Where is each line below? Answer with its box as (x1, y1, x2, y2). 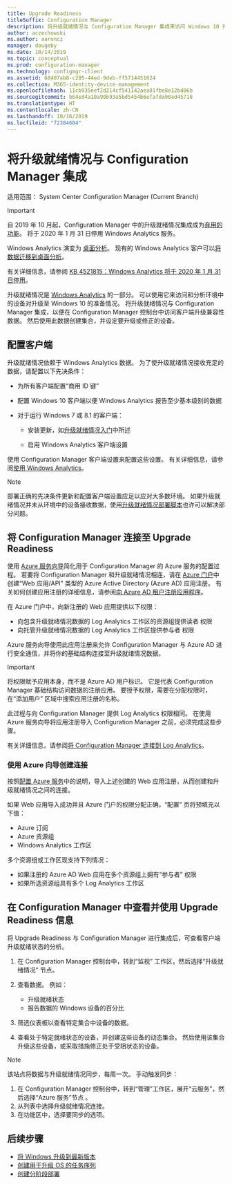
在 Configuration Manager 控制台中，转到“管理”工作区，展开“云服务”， (17, 1084, 219, 1093)
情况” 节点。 (23, 966, 59, 975)
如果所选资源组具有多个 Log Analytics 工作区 (17, 879, 145, 887)
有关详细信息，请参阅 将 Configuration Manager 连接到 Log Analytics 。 (7, 741, 209, 750)
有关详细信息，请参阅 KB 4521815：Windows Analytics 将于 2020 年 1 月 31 (7, 267, 221, 276)
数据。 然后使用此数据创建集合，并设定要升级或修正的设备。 (7, 317, 178, 325)
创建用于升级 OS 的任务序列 (17, 1160, 97, 1169)
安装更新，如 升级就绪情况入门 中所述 (27, 426, 131, 434)
